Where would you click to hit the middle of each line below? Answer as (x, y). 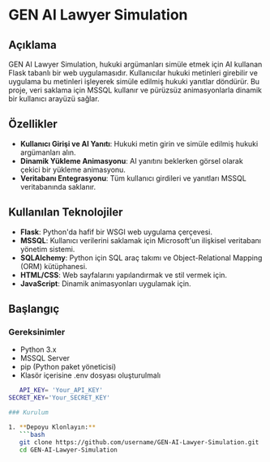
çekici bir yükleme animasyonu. (73, 169)
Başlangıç (34, 309)
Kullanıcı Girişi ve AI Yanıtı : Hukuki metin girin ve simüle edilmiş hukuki (139, 143)
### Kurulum (28, 413)
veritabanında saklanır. (58, 186)
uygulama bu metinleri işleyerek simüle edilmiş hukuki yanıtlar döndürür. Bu (134, 81)
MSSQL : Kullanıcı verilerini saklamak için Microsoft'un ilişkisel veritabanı (141, 240)
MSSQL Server (45, 358)
